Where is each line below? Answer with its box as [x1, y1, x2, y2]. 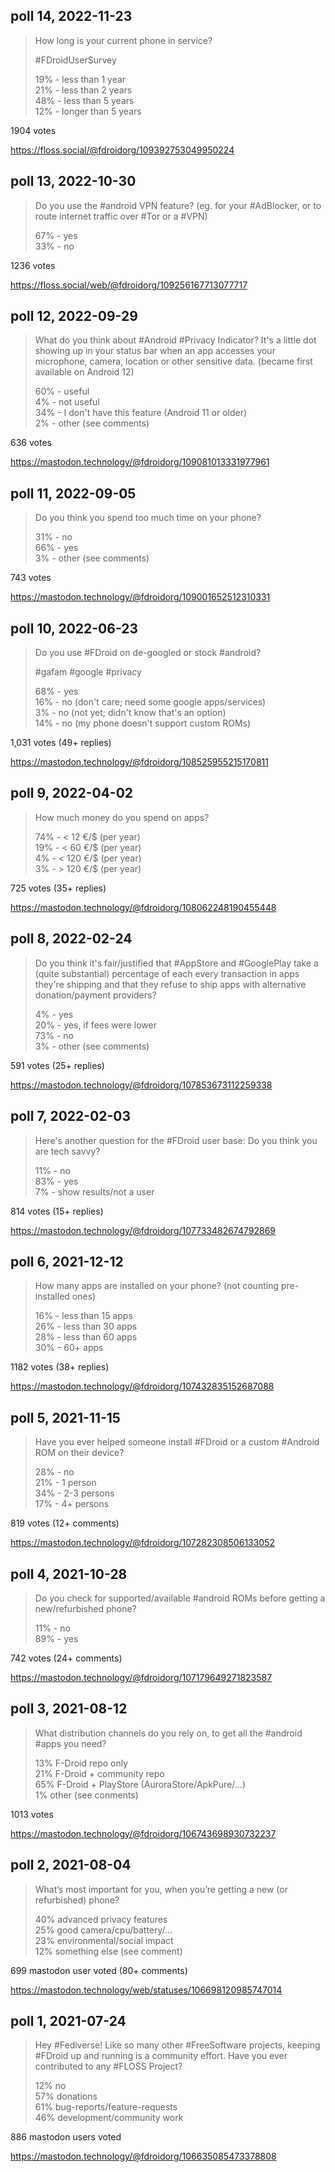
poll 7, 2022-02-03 [10, 1108, 131, 1125]
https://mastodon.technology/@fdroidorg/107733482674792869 [10, 1224, 277, 1236]
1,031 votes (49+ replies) [10, 737, 112, 749]
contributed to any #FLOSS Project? [34, 2060, 183, 2073]
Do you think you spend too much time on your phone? [34, 512, 262, 524]
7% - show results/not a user [34, 1185, 155, 1198]
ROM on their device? [34, 1447, 125, 1459]
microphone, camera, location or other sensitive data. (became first [34, 355, 313, 368]
